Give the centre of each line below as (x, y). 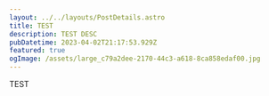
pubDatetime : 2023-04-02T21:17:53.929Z (83, 42)
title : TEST (31, 26)
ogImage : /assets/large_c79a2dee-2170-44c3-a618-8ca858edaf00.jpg (135, 59)
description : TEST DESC (53, 34)
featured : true (37, 51)
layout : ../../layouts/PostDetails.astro (87, 17)
